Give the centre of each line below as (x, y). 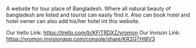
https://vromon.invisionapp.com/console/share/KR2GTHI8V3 (81, 39)
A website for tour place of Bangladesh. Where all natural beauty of (88, 9)
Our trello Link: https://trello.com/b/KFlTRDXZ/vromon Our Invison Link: (94, 33)
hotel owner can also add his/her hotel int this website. (73, 21)
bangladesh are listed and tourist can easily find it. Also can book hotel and (98, 15)
